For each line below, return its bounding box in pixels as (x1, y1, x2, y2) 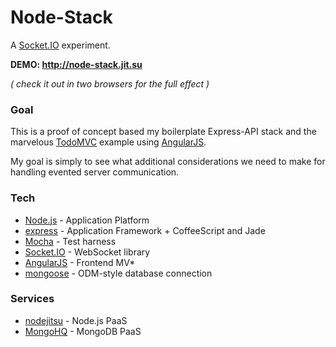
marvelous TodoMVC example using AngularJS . (10, 136, 207, 148)
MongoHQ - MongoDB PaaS (24, 325, 142, 337)
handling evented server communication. (10, 166, 180, 178)
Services (10, 292, 55, 306)
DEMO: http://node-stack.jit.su (10, 58, 143, 70)
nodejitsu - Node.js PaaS (24, 314, 128, 326)
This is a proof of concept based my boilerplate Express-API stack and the (10, 126, 317, 138)
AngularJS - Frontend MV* (24, 256, 136, 268)
